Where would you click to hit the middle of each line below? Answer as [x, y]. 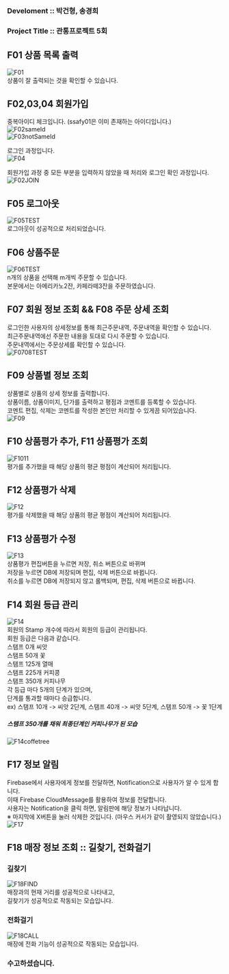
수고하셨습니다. [31, 963]
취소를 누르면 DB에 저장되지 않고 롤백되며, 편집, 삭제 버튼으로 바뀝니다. [102, 581]
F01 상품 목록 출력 [43, 55]
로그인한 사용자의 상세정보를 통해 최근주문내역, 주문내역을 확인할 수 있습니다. [109, 327]
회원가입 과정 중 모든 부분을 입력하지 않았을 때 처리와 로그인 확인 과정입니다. [108, 173]
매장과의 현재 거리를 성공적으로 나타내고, [61, 892]
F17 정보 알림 [33, 765]
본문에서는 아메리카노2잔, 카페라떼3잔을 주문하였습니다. [81, 286]
